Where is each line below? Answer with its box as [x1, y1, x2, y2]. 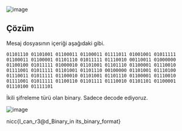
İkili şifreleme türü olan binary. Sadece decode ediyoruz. [6, 94, 148, 101]
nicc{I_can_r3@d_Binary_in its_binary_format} [6, 118, 121, 125]
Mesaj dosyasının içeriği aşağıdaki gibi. [6, 40, 105, 47]
